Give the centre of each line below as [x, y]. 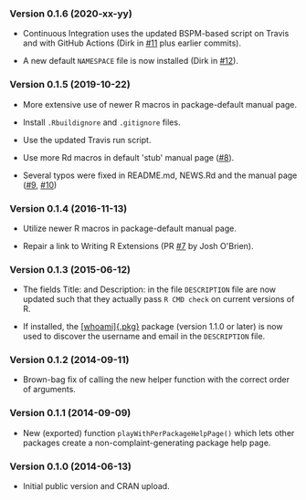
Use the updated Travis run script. [87, 140]
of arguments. [49, 390]
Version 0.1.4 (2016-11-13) [69, 208]
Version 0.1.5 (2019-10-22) [70, 85]
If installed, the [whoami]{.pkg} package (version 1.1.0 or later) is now [153, 327]
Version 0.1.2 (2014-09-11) [69, 360]
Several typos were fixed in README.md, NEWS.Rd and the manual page [160, 175]
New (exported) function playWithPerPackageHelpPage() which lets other [158, 432]
